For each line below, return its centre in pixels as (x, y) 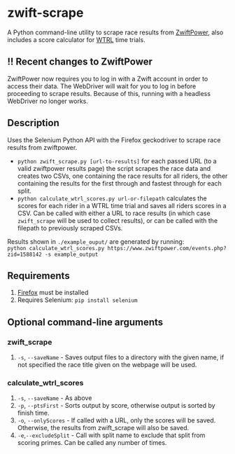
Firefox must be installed (53, 293)
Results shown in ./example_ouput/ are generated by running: (96, 241)
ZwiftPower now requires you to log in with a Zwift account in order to (108, 78)
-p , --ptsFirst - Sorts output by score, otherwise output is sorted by (116, 406)
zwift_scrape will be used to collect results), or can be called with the (117, 220)
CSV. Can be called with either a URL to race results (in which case (114, 213)
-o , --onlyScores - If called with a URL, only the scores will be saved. (116, 420)
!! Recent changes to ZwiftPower (80, 62)
